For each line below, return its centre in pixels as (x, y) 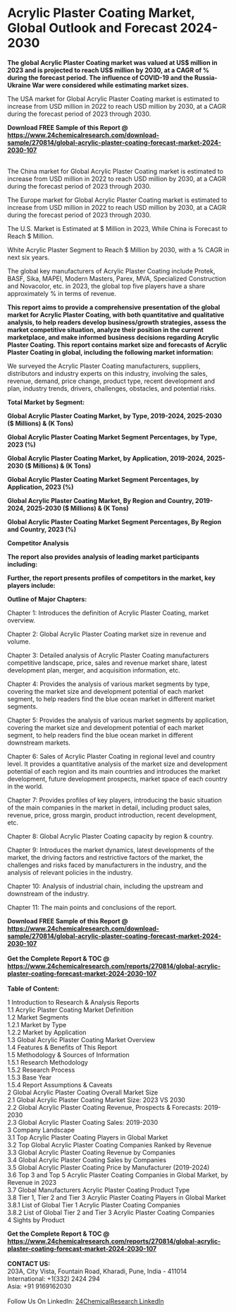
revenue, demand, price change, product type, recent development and (111, 381)
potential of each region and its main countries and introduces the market (114, 771)
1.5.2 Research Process (41, 1070)
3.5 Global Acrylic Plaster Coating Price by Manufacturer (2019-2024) (108, 1167)
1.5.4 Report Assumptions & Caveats (60, 1085)
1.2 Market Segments (38, 1017)
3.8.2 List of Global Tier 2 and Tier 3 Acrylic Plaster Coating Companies (111, 1212)
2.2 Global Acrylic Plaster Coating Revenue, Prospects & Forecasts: (105, 1107)
